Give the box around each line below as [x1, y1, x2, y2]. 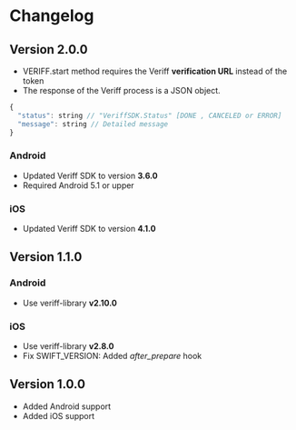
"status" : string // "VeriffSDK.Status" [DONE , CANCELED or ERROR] [17, 111, 282, 120]
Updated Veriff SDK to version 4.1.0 [22, 224, 156, 235]
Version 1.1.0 [9, 249, 83, 265]
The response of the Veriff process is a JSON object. [22, 85, 221, 95]
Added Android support [22, 401, 112, 412]
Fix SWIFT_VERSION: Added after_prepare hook [22, 351, 202, 362]
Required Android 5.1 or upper [22, 179, 134, 191]
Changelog [9, 5, 94, 26]
